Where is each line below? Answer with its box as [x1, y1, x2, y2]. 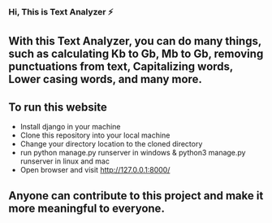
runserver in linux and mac [19, 156, 110, 166]
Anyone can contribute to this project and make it [8, 189, 264, 203]
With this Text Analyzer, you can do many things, [8, 34, 262, 48]
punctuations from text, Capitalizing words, [8, 59, 234, 74]
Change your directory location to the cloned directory [19, 139, 203, 149]
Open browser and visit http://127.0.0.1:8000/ [19, 165, 171, 175]
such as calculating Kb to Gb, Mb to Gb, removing [8, 47, 264, 61]
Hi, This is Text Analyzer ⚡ [8, 6, 114, 17]
